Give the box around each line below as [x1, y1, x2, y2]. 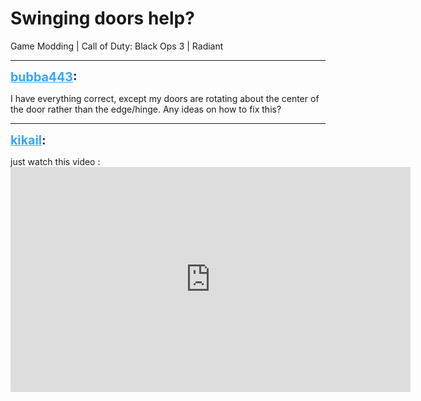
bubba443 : [10, 68, 78, 85]
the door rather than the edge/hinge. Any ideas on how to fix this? [10, 103, 282, 115]
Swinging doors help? [10, 7, 195, 30]
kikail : [10, 132, 47, 148]
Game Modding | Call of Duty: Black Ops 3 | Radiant [10, 40, 224, 52]
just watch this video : [10, 155, 101, 167]
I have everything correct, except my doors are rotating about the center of [10, 92, 320, 104]
